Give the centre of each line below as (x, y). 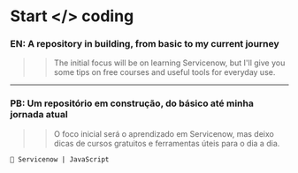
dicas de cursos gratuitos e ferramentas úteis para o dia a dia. (167, 143)
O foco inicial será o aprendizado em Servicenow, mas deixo (164, 133)
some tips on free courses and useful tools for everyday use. (164, 72)
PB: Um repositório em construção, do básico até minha (132, 103)
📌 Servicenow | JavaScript (60, 159)
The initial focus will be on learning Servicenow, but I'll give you (169, 63)
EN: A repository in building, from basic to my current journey (145, 44)
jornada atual (39, 115)
